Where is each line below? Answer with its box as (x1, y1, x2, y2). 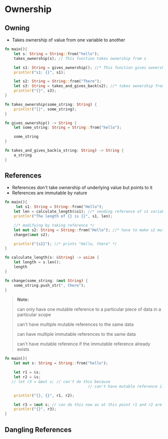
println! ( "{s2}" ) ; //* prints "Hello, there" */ (14, 241, 117, 246)
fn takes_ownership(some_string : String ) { (5, 102, 97, 107)
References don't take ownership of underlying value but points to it (12, 185, 153, 191)
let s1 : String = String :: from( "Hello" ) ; (16, 204, 104, 209)
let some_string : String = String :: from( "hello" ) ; (14, 125, 122, 130)
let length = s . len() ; (14, 260, 61, 265)
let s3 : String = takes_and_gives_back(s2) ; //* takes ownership (14, 84, 153, 89)
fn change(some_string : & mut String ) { (5, 278, 88, 283)
